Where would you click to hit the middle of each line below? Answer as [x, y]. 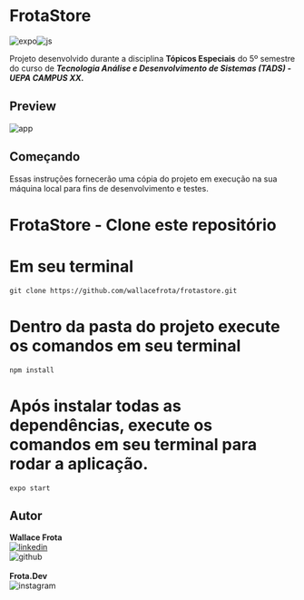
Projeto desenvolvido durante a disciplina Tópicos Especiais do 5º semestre [152, 58]
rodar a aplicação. [79, 463]
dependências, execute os [111, 425]
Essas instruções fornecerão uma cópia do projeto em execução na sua [143, 179]
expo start [30, 488]
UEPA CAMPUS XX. [47, 77]
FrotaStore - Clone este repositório [143, 225]
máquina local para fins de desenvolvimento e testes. [109, 188]
